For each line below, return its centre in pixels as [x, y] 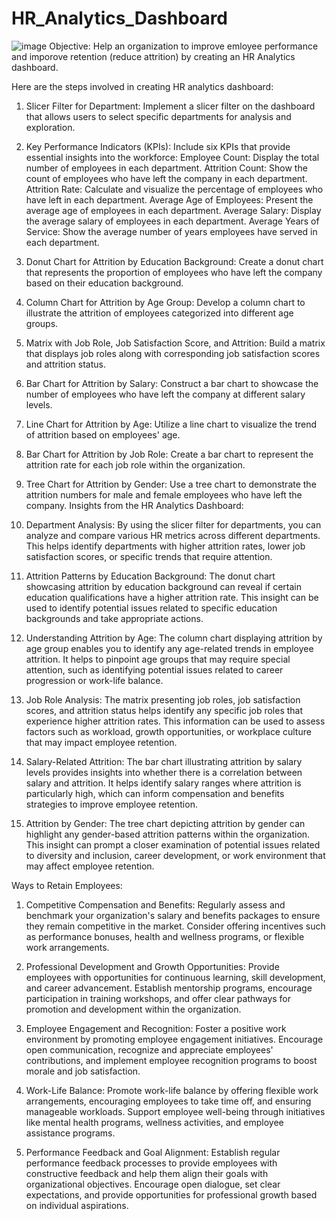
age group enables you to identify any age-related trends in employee [169, 648]
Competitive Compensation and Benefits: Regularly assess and [155, 904]
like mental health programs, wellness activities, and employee [154, 1122]
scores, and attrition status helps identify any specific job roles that [164, 710]
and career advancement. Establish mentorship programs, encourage [169, 988]
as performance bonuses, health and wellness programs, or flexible [165, 936]
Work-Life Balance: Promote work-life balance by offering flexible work [172, 1090]
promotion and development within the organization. [133, 1009]
